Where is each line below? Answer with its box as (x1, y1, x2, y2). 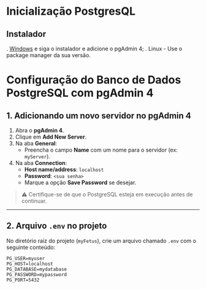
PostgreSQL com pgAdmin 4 (6, 86, 154, 100)
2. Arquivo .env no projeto (6, 221, 107, 231)
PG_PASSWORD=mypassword (6, 271, 67, 277)
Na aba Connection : (15, 160, 67, 166)
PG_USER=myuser (6, 255, 45, 261)
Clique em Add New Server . (15, 133, 87, 141)
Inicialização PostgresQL (6, 4, 136, 18)
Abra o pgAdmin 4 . (15, 127, 64, 134)
